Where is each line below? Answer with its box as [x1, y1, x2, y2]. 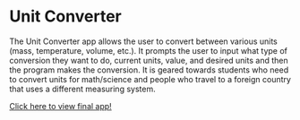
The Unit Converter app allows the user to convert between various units [9, 36, 278, 47]
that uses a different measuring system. [9, 83, 156, 94]
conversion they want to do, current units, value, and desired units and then [9, 55, 288, 65]
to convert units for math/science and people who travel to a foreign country [9, 73, 291, 84]
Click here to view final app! [9, 100, 112, 111]
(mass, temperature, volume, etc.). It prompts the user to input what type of [9, 45, 288, 56]
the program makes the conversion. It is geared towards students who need [9, 64, 289, 75]
